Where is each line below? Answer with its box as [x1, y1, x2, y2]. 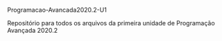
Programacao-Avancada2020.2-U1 [7, 6, 108, 14]
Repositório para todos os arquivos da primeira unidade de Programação [7, 19, 215, 27]
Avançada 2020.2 [7, 27, 58, 34]
